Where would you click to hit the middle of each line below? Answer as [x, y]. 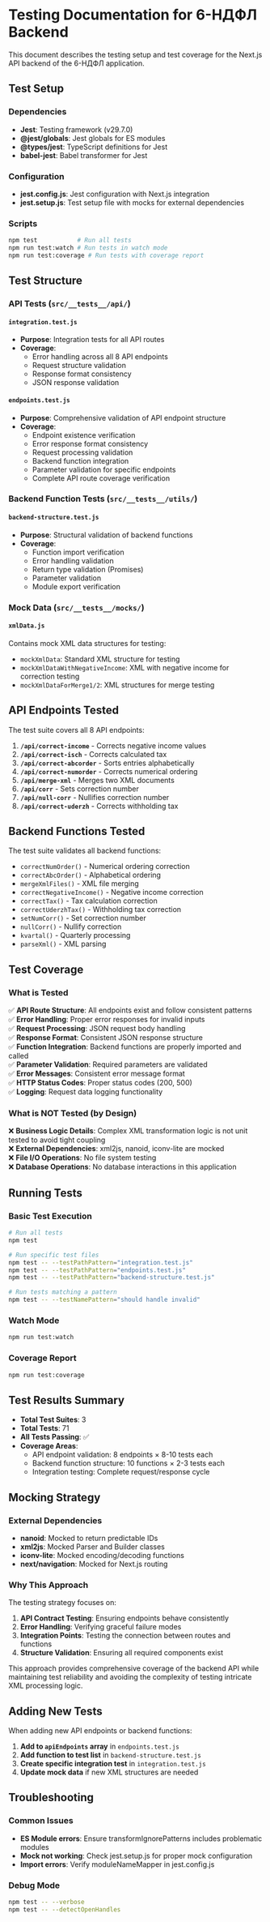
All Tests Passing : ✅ [55, 1437]
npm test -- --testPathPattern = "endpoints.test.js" [97, 1270]
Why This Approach [49, 1585]
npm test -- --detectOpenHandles [65, 1909]
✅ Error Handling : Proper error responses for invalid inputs [107, 1020]
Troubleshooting [51, 1798]
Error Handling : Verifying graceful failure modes [101, 1627]
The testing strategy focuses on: [63, 1603]
